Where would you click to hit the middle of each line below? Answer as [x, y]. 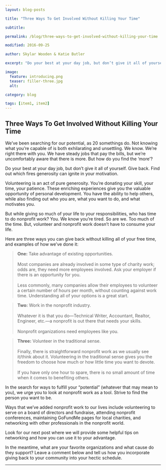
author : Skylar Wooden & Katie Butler [45, 54]
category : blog [21, 95]
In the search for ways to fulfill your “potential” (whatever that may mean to [82, 387]
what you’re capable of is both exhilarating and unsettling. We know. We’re [81, 148]
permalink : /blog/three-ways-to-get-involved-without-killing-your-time [82, 36]
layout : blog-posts [25, 10]
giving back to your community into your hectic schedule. [64, 458]
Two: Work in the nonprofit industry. [54, 305]
